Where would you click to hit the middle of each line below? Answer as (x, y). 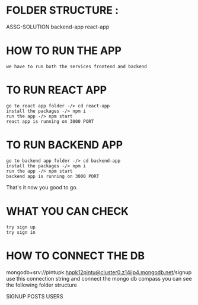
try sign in (21, 232)
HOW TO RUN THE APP (64, 51)
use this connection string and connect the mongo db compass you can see (99, 278)
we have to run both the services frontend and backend (76, 66)
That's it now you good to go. (42, 187)
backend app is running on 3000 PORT (53, 176)
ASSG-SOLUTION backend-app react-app (58, 27)
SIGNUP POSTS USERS (35, 296)
